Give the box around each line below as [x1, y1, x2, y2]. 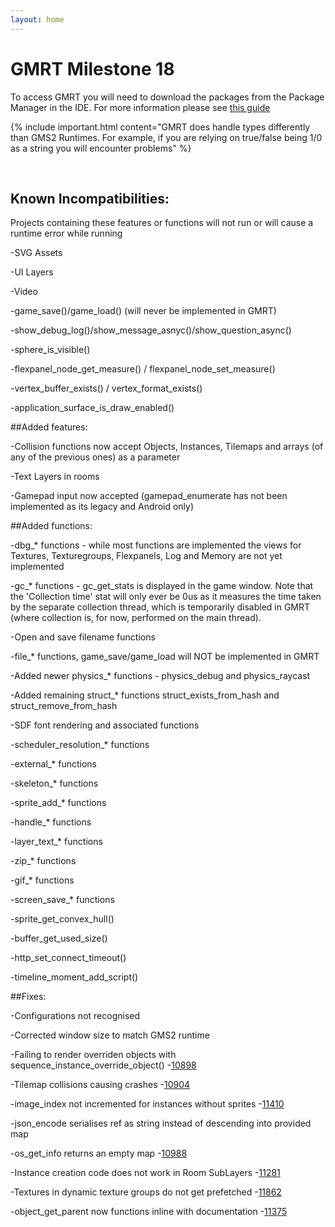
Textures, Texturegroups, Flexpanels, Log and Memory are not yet [10, 550, 283, 562]
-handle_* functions [10, 816, 92, 828]
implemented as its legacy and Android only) [10, 501, 195, 513]
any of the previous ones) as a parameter [10, 451, 181, 463]
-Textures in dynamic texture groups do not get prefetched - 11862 [10, 1186, 282, 1198]
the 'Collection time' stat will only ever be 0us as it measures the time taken [10, 591, 322, 603]
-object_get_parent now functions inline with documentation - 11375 [10, 1206, 288, 1218]
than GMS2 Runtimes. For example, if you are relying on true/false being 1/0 [10, 131, 323, 143]
